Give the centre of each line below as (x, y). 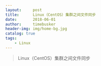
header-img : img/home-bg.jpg (36, 29)
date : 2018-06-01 (31, 19)
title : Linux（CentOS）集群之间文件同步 (50, 15)
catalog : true (20, 34)
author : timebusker (31, 24)
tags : (11, 39)
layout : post (24, 10)
